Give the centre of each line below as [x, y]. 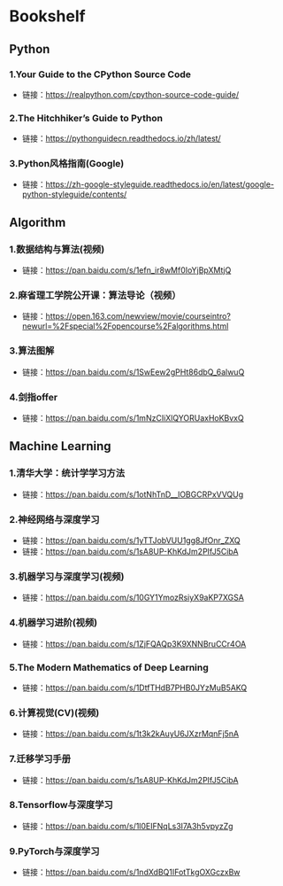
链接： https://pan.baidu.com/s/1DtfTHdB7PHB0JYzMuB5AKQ [134, 688]
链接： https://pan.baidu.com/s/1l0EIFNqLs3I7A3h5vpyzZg [127, 826]
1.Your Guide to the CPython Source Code [100, 74]
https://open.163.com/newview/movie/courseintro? [138, 316]
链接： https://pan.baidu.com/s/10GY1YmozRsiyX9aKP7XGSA [133, 598]
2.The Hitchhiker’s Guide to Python [86, 118]
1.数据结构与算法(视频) [57, 249]
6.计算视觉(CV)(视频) [54, 712]
